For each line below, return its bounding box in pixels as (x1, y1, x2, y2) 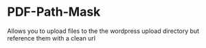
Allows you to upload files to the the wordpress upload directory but (7, 27, 200, 35)
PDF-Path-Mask (7, 4, 101, 20)
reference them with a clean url (7, 34, 96, 42)
